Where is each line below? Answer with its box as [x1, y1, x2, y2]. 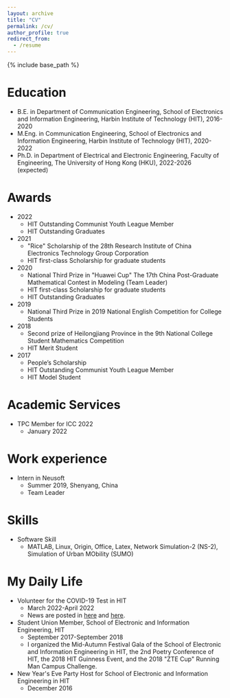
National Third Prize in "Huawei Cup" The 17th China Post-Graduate [27, 270, 219, 279]
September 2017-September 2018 [27, 633, 124, 641]
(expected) [16, 165, 49, 174]
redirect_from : [7, 36, 51, 43]
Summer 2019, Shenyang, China [27, 481, 119, 489]
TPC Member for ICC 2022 [16, 419, 93, 428]
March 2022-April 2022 [27, 603, 95, 612]
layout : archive [7, 10, 54, 17]
